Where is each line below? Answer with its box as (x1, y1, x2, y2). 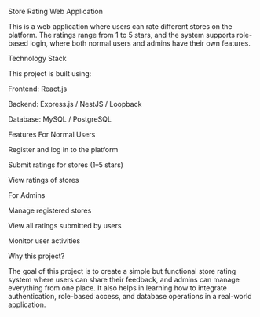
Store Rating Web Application (8, 7, 104, 16)
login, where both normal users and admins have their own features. (30, 38, 251, 48)
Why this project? (8, 251, 65, 261)
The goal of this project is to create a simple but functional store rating (8, 267, 236, 275)
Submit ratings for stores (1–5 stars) (8, 160, 124, 169)
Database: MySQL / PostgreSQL (8, 115, 112, 124)
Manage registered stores (8, 206, 92, 215)
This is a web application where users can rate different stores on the (8, 22, 233, 31)
